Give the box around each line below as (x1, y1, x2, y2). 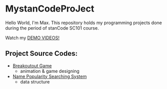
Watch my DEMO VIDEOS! (5, 35, 60, 41)
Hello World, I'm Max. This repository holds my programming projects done (5, 20, 162, 26)
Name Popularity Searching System (12, 73, 87, 79)
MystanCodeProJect (5, 3, 95, 15)
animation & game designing (20, 68, 80, 74)
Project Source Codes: (5, 49, 78, 58)
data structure (20, 78, 50, 84)
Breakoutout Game (12, 62, 52, 68)
